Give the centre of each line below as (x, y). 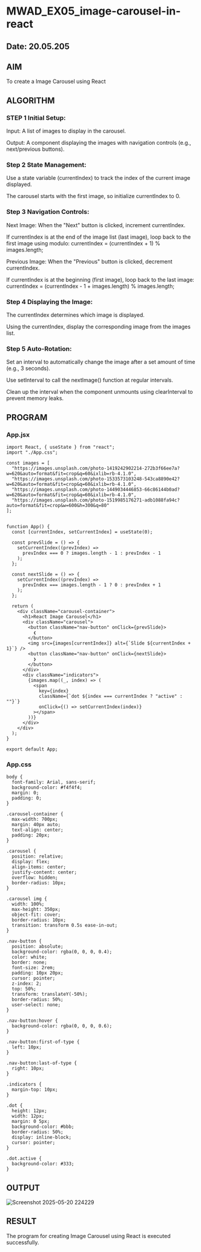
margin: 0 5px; (31, 1122)
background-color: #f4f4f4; (47, 788)
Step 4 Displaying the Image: (49, 302)
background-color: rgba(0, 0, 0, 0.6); (62, 1026)
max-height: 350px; (36, 910)
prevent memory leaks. (35, 399)
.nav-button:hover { (32, 1021)
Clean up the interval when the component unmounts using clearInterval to (100, 392)
